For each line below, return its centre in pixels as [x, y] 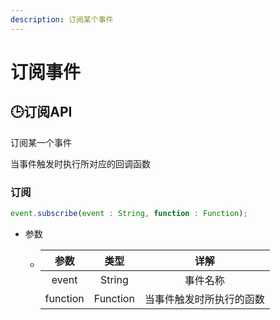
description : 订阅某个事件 [62, 19]
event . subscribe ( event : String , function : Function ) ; [129, 213]
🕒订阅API [41, 112]
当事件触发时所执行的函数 [204, 299]
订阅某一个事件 [41, 142]
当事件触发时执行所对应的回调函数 [80, 163]
